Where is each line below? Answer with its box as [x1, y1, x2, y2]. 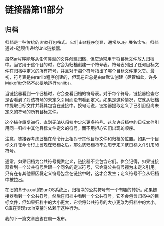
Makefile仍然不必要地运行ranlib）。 [5, 80, 74, 86]
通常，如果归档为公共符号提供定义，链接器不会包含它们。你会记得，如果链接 [5, 158, 159, 164]
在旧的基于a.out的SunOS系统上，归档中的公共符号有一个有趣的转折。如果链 [5, 187, 158, 193]
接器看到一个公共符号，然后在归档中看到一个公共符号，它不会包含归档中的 [5, 193, 155, 199]
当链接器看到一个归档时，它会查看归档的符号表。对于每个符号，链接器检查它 [5, 91, 159, 96]
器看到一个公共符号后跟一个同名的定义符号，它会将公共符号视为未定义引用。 [5, 164, 159, 170]
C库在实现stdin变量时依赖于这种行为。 [5, 205, 82, 211]
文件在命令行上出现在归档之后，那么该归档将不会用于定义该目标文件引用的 [9, 142, 159, 147]
